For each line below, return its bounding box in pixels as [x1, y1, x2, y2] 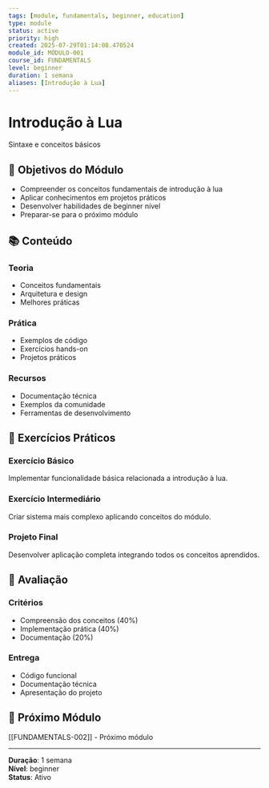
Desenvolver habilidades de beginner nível [19, 201, 161, 211]
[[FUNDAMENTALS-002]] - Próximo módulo [8, 732, 154, 742]
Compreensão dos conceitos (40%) [19, 615, 139, 625]
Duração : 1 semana [8, 755, 72, 765]
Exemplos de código [19, 336, 88, 346]
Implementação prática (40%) [19, 624, 119, 633]
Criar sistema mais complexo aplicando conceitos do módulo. [8, 511, 211, 521]
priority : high [8, 34, 59, 42]
